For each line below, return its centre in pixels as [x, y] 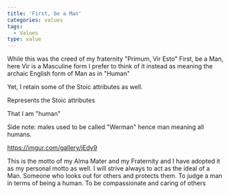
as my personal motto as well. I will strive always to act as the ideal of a [109, 168]
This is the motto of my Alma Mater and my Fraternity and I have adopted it [114, 161]
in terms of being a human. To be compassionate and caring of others [106, 183]
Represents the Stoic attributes [51, 100]
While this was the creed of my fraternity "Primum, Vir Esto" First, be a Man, [115, 59]
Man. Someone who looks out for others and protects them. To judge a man [115, 176]
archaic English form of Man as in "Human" [69, 74]
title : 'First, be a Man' [44, 13]
